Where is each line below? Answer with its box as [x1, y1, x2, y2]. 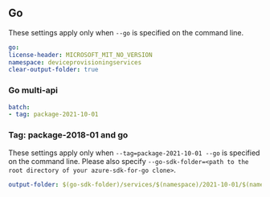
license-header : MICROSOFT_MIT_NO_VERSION [8, 51, 153, 59]
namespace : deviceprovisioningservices [8, 58, 142, 67]
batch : [8, 103, 31, 111]
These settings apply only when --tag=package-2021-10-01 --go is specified [8, 148, 260, 158]
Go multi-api [8, 84, 59, 96]
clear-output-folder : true [8, 66, 99, 74]
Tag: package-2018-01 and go [8, 129, 129, 141]
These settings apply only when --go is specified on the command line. [8, 27, 243, 37]
